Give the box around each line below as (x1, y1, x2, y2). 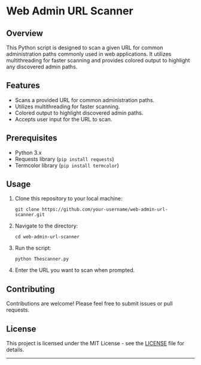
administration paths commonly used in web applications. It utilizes (6, 50, 172, 58)
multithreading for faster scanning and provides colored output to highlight (6, 57, 190, 64)
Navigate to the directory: (14, 222, 78, 229)
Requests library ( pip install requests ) (14, 155, 115, 163)
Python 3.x (14, 149, 42, 156)
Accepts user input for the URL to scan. (14, 115, 112, 122)
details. (6, 346, 25, 354)
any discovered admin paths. (6, 63, 78, 70)
